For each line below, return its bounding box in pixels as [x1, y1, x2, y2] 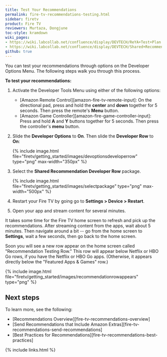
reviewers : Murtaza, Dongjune [5, 26, 68, 31]
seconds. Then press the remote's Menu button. [19, 108, 119, 114]
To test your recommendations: [5, 78, 72, 84]
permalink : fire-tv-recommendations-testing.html [5, 12, 110, 17]
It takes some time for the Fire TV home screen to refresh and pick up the [5, 217, 156, 223]
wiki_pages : [5, 35, 30, 40]
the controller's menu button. [19, 123, 81, 129]
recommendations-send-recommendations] [12, 327, 103, 333]
